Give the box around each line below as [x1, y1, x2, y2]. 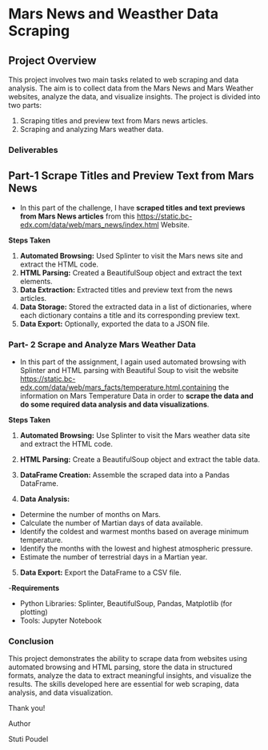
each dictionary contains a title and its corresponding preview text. [19, 310, 241, 320]
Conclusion [8, 636, 54, 647]
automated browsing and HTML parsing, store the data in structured [8, 662, 233, 672]
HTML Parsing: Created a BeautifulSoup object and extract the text [19, 267, 242, 277]
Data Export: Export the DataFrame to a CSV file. [19, 568, 182, 577]
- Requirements [8, 584, 60, 593]
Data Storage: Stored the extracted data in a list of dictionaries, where [19, 302, 252, 311]
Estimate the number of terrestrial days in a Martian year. [19, 552, 208, 562]
